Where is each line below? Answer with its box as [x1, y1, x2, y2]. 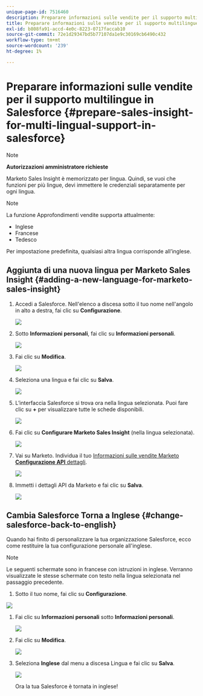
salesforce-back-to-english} [6, 520, 117, 530]
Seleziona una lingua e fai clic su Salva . [14, 376, 114, 383]
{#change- [141, 510, 184, 520]
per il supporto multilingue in [6, 92, 154, 106]
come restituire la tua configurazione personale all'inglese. [6, 542, 152, 549]
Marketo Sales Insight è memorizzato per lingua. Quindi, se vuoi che [6, 175, 176, 182]
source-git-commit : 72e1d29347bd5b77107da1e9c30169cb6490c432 [6, 32, 166, 38]
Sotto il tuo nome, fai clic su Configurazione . [14, 591, 127, 598]
